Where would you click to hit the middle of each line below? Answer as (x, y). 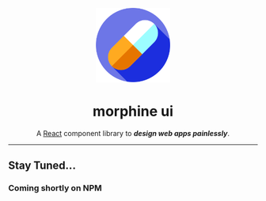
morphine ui (133, 112)
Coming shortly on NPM (55, 188)
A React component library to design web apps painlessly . (133, 133)
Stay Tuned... (42, 166)
